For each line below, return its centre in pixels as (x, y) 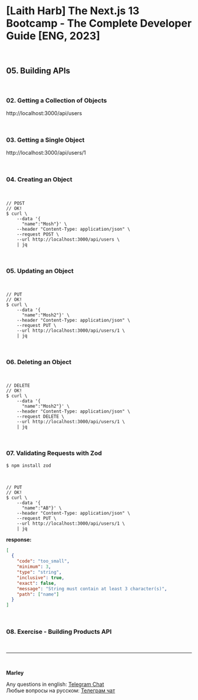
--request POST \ (38, 234)
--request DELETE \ (41, 417)
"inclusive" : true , (41, 578)
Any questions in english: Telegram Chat (55, 684)
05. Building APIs (38, 71)
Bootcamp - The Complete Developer (99, 23)
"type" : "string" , (39, 573)
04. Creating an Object (39, 179)
